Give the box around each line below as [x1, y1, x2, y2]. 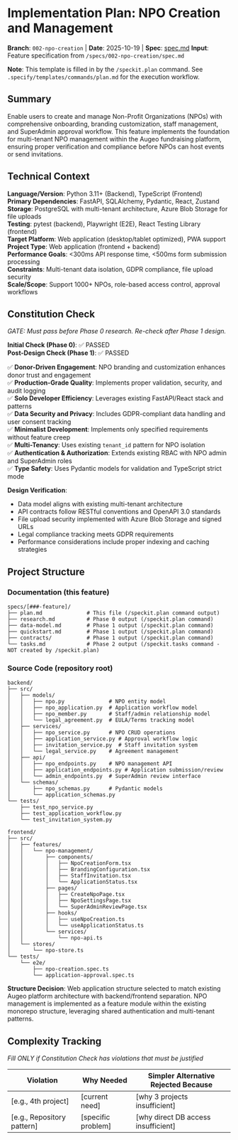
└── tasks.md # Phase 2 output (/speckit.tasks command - [7, 641, 220, 648]
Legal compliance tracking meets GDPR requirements [17, 530, 174, 538]
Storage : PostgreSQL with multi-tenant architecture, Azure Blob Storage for [7, 204, 228, 213]
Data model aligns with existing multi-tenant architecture [17, 500, 183, 508]
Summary [7, 93, 52, 105]
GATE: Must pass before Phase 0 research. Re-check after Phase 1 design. [7, 327, 227, 336]
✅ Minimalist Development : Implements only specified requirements [7, 425, 209, 434]
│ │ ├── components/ [7, 853, 93, 861]
